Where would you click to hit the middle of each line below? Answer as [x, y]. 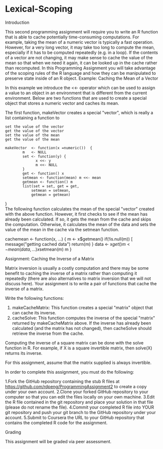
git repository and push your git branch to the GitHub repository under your [81, 412]
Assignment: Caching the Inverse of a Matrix [50, 259]
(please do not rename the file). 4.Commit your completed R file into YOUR [80, 407]
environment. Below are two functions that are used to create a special [76, 98]
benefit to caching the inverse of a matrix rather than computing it [71, 273]
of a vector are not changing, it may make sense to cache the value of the [79, 57]
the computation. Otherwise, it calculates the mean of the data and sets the [81, 224]
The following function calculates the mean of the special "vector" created [80, 209]
